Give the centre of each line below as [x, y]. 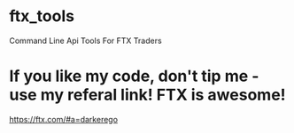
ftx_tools [42, 16]
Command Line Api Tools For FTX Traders [85, 41]
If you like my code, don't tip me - [134, 76]
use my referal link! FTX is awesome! [147, 95]
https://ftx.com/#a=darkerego [63, 119]
